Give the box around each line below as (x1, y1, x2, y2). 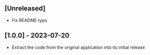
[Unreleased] (4, 4, 46, 13)
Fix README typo (11, 17, 47, 23)
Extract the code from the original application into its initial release (11, 44, 145, 50)
